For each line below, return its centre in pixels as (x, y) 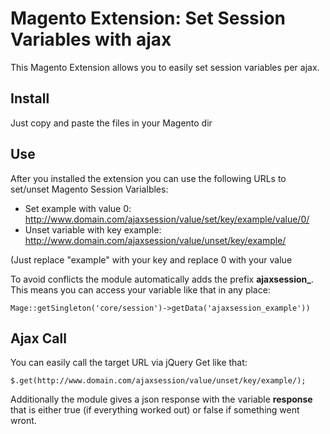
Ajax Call (38, 338)
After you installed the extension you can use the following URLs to (148, 178)
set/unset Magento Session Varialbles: (89, 189)
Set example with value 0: (78, 208)
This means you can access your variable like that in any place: (140, 289)
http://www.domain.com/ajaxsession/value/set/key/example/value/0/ (167, 219)
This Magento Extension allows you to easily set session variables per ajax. (165, 67)
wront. (23, 421)
